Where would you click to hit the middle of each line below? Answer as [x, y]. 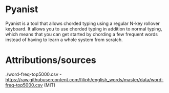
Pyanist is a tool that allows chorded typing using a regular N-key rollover [83, 23]
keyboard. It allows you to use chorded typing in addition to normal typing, [84, 28]
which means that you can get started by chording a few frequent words [82, 34]
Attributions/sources [51, 60]
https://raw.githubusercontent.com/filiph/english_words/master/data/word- [84, 79]
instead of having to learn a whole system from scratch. [64, 40]
